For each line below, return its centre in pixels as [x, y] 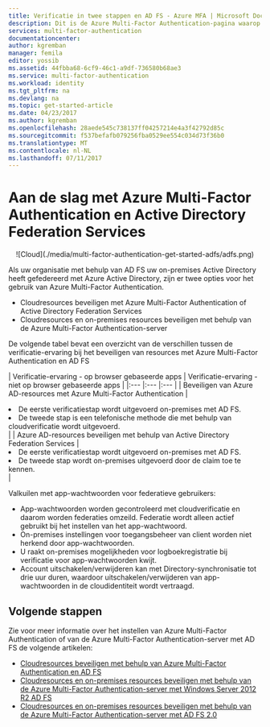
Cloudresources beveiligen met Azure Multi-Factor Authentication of [133, 303]
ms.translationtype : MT [48, 143]
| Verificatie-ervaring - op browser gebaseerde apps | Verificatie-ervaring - [133, 377]
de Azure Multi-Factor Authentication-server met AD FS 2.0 [119, 715]
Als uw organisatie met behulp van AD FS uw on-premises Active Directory [133, 270]
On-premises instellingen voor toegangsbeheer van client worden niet [135, 535]
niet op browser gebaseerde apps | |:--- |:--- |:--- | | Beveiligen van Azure [131, 385]
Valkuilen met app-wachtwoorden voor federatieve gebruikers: [112, 494]
